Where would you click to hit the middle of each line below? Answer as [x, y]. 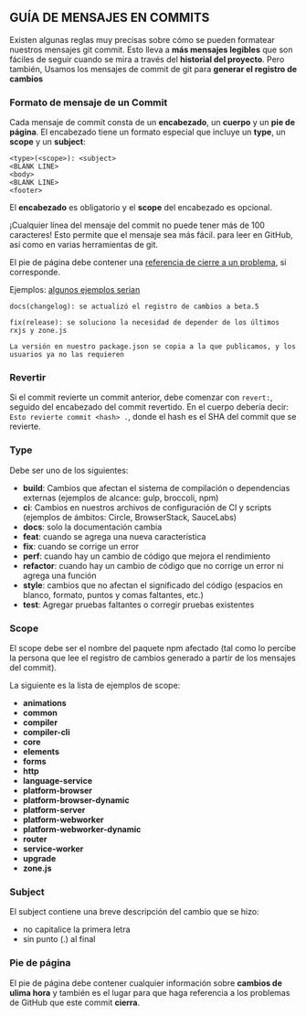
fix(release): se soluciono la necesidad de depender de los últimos [145, 323]
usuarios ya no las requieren [67, 355]
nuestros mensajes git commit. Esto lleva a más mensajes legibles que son [151, 49]
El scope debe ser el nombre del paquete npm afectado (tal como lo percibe [153, 648]
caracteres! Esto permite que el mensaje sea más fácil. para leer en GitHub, [152, 235]
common [40, 712]
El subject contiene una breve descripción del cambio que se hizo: [134, 912]
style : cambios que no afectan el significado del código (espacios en [153, 585]
